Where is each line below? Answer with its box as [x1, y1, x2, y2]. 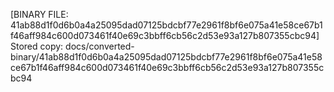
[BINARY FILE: [10, 9, 69, 20]
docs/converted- [65, 40, 135, 52]
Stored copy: [10, 40, 64, 52]
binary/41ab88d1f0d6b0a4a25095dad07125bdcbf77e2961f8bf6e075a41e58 [10, 51, 323, 63]
